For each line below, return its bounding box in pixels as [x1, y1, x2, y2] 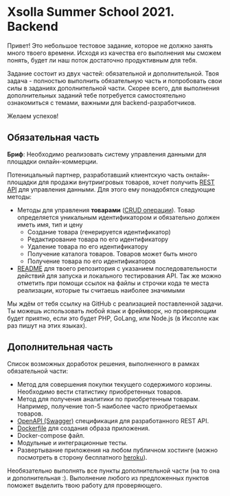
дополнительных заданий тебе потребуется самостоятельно [7, 91, 186, 100]
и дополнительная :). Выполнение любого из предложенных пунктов [7, 473, 209, 482]
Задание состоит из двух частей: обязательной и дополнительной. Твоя [7, 69, 220, 78]
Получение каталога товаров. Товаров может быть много [27, 249, 198, 258]
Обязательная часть [7, 132, 100, 144]
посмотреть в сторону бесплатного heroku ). [16, 453, 148, 461]
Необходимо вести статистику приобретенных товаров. [16, 387, 183, 396]
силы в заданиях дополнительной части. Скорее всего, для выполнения [7, 84, 220, 92]
